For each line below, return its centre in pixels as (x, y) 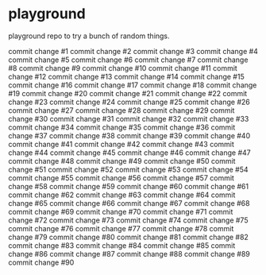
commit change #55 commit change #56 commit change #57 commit (121, 178)
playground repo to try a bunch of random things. (89, 36)
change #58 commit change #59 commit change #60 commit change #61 (128, 186)
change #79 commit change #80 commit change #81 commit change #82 (128, 237)
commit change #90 (41, 262)
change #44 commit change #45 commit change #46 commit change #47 (130, 153)
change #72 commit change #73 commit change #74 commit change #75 (128, 220)
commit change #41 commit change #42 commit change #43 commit (121, 144)
